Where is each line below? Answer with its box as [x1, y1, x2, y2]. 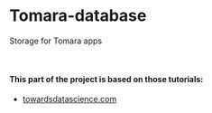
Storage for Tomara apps [9, 35, 102, 46]
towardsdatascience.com [22, 94, 117, 105]
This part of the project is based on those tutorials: [9, 73, 204, 84]
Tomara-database [9, 5, 147, 26]
